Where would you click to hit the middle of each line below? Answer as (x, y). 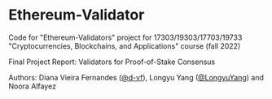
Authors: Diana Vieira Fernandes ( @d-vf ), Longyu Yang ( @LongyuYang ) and (136, 77)
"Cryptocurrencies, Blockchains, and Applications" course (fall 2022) (125, 45)
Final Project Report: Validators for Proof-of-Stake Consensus (112, 62)
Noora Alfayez (33, 86)
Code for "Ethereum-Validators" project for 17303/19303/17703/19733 (125, 37)
